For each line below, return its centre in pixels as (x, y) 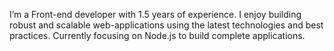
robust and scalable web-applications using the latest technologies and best (166, 25)
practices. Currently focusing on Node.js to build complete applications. (157, 35)
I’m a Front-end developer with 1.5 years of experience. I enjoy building (155, 14)
